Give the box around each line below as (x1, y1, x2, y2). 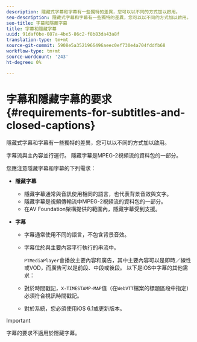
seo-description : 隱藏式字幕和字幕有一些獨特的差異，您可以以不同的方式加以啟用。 (6, 14, 192, 21)
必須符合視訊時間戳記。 (23, 292, 83, 299)
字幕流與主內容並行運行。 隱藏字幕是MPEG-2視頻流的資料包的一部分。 (6, 152, 182, 159)
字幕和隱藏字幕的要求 (6, 92, 113, 106)
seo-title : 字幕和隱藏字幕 (6, 20, 68, 26)
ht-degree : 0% (6, 59, 42, 65)
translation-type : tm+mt (6, 37, 69, 43)
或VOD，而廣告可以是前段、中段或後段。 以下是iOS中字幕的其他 (23, 264, 183, 271)
